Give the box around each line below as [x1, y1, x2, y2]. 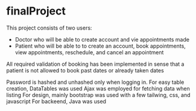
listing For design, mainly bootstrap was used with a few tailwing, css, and [6, 91, 191, 98]
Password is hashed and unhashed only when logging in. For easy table [6, 78, 185, 86]
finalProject [6, 4, 66, 18]
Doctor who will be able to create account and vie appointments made [14, 36, 190, 43]
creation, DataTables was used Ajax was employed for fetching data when [6, 84, 190, 92]
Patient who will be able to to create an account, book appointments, [14, 42, 186, 49]
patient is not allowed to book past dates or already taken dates [6, 66, 164, 74]
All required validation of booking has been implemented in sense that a [6, 60, 185, 68]
